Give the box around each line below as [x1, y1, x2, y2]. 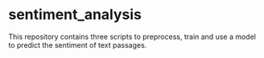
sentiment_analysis [8, 6, 142, 24]
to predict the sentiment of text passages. [8, 40, 147, 49]
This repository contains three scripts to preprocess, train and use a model [8, 32, 256, 41]
